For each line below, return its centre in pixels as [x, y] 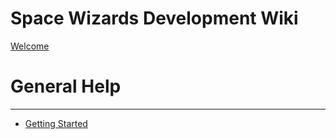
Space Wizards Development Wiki [154, 18]
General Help [66, 86]
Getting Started [56, 123]
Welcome [30, 46]
